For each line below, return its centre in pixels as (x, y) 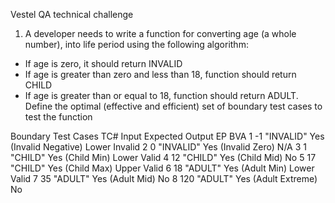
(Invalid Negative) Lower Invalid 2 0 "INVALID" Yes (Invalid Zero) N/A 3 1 (158, 147)
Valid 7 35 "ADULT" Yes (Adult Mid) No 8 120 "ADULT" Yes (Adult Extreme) (164, 178)
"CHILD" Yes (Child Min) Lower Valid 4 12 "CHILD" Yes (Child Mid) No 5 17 (163, 157)
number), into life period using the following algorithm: (136, 44)
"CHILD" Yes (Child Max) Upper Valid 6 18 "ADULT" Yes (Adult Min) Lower (162, 168)
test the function (58, 117)
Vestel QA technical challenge (72, 14)
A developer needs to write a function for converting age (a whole (160, 33)
